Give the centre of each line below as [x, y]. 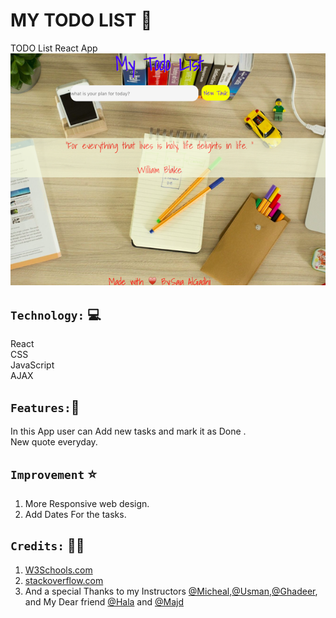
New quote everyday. [54, 442]
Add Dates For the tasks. [75, 514]
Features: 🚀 [45, 407]
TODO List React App [54, 48]
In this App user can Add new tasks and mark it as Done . [128, 431]
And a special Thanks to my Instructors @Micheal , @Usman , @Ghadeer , [171, 591]
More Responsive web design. [87, 503]
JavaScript [32, 365]
